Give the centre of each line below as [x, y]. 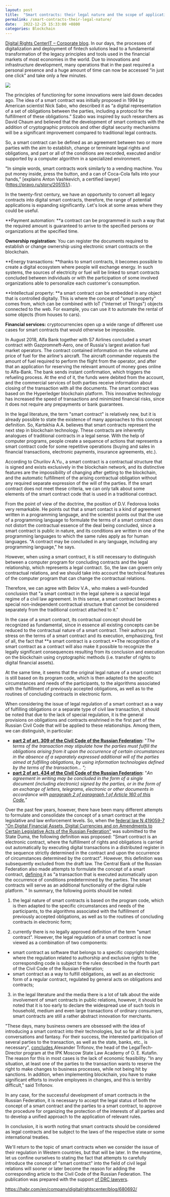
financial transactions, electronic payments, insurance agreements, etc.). [81, 452]
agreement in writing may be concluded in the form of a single [78, 779]
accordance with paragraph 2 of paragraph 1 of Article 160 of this [81, 795]
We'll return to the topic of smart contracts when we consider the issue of [82, 1147]
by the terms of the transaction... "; [49, 768]
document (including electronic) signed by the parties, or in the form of [87, 784]
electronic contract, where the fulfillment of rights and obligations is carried [84, 842]
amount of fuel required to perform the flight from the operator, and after [81, 361]
